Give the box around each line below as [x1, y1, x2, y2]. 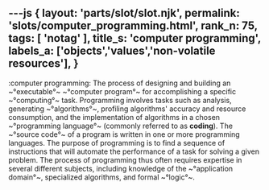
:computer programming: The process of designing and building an [8, 78, 231, 88]
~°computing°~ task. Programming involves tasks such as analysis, [8, 95, 232, 105]
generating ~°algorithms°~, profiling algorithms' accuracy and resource [8, 104, 246, 114]
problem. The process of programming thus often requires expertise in [8, 155, 242, 164]
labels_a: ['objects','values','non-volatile [8, 44, 216, 58]
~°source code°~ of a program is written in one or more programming [8, 129, 240, 139]
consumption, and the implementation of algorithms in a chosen [8, 112, 220, 122]
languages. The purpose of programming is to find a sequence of [8, 138, 226, 147]
